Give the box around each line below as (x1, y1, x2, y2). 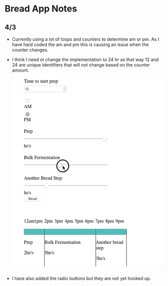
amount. (12, 67, 30, 73)
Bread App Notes (5, 3, 77, 15)
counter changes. (12, 47, 49, 53)
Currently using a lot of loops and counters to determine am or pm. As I (12, 36, 159, 42)
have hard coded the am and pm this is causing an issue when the (12, 42, 149, 48)
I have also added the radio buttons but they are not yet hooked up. (12, 275, 151, 281)
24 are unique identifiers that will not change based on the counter (12, 62, 150, 68)
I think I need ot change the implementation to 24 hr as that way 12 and (12, 57, 159, 63)
